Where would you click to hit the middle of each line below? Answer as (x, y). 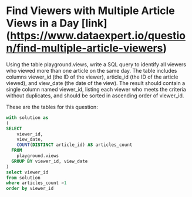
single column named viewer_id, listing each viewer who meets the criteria (96, 89)
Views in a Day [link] (57, 23)
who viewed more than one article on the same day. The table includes (92, 70)
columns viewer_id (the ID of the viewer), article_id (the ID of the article (92, 77)
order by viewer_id (30, 189)
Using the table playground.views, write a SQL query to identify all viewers (96, 64)
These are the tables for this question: (52, 107)
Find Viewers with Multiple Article (90, 11)
